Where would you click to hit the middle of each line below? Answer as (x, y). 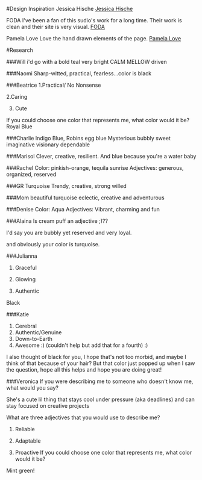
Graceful (26, 268)
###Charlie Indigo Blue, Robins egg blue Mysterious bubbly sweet (88, 138)
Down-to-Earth (34, 339)
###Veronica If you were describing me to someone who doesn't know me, (100, 381)
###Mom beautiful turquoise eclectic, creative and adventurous (85, 198)
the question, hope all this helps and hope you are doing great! (84, 369)
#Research (20, 50)
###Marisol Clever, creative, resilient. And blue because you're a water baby (101, 156)
